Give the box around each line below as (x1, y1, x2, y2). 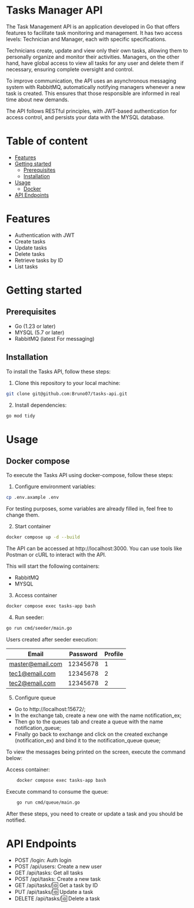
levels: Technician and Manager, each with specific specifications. (6, 35, 166, 42)
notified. (6, 816, 26, 823)
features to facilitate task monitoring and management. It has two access (6, 29, 183, 36)
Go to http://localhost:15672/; (14, 705, 86, 712)
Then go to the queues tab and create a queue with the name (14, 718, 163, 725)
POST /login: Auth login (14, 856, 72, 864)
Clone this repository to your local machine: (14, 379, 121, 386)
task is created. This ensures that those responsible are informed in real (6, 90, 180, 97)
